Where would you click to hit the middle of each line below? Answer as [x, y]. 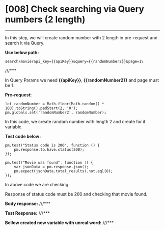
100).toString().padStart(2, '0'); [41, 108]
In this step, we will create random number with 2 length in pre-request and [81, 37]
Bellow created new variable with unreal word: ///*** [59, 223]
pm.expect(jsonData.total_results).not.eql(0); [63, 171]
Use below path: [22, 52]
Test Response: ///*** [27, 213]
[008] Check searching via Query [75, 9]
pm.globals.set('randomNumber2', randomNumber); [56, 112]
